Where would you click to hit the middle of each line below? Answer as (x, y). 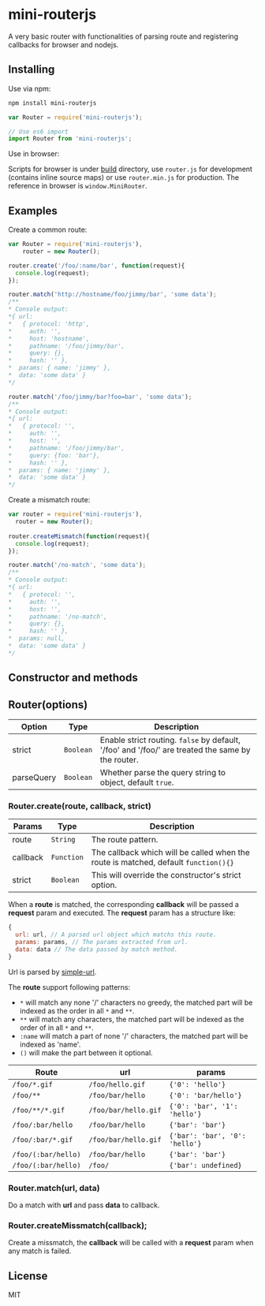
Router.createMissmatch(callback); (78, 1226)
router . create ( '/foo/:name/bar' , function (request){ (97, 266)
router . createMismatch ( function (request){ (79, 536)
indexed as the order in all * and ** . (77, 1010)
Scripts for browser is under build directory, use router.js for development (130, 169)
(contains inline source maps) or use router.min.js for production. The (123, 177)
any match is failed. (40, 1251)
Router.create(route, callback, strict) (80, 806)
